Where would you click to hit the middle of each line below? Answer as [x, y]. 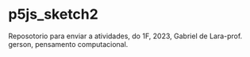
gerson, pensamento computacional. [68, 44]
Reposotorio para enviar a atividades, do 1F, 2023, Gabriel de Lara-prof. [125, 36]
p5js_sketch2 [54, 14]
